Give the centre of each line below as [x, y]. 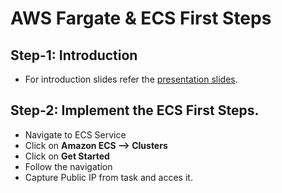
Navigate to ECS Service [75, 134]
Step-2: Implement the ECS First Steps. [135, 110]
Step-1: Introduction [74, 55]
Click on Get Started [67, 156]
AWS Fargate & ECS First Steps [141, 18]
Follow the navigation [68, 166]
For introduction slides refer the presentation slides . [131, 79]
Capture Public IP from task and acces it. [108, 177]
